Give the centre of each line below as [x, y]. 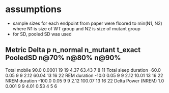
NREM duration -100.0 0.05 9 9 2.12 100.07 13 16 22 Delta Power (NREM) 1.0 [85, 81]
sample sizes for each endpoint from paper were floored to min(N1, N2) [88, 23]
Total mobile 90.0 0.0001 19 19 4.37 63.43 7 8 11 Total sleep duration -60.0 [83, 70]
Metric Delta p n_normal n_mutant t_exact [73, 50]
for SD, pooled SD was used [42, 34]
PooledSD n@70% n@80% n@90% [63, 58]
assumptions [34, 9]
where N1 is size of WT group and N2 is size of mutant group [77, 28]
